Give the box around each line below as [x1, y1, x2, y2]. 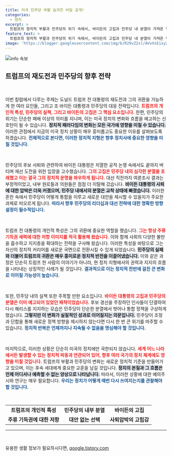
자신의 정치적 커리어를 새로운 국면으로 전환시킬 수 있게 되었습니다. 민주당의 [5, 246, 155, 253]
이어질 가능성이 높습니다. [10, 272, 60, 278]
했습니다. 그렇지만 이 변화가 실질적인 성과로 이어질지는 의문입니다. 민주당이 [5, 312, 154, 318]
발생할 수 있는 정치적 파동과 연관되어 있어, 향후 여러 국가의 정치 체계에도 [18, 352, 160, 358]
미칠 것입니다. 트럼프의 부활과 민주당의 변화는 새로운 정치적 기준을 [14, 358, 146, 364]
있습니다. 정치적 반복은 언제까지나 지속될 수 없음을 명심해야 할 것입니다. [5, 325, 146, 331]
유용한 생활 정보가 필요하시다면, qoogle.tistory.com [5, 445, 109, 451]
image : [5, 41, 19, 46]
